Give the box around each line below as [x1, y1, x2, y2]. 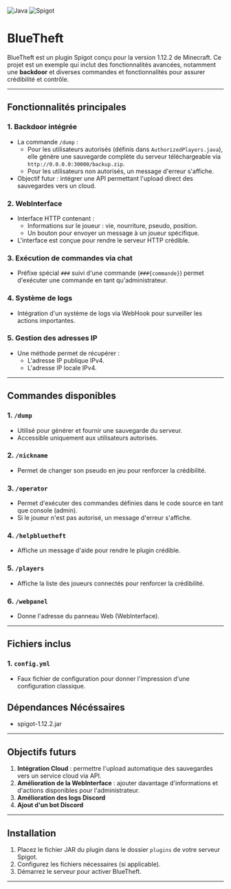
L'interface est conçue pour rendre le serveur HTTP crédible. [16, 236, 190, 244]
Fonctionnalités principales [7, 102, 127, 113]
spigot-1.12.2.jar [16, 720, 62, 728]
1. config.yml [7, 659, 50, 668]
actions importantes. [16, 316, 76, 324]
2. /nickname [7, 451, 48, 460]
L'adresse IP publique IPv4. [27, 356, 104, 364]
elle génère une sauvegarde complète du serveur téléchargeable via [27, 152, 221, 161]
